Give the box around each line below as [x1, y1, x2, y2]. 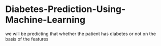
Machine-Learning [5, 14, 85, 25]
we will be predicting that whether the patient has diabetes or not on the [5, 30, 156, 36]
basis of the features [5, 36, 49, 42]
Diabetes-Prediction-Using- [5, 3, 126, 15]
